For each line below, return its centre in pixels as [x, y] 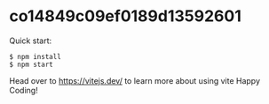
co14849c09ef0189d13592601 [125, 16]
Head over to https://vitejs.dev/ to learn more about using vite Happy [134, 80]
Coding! [24, 90]
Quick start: [30, 41]
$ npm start [31, 64]
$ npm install [36, 56]
